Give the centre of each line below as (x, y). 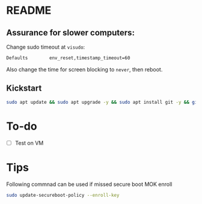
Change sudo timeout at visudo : (46, 47)
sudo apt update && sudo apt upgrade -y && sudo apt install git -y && (98, 102)
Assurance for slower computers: (71, 33)
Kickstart (24, 88)
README (29, 10)
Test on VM (29, 143)
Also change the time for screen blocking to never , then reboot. (84, 69)
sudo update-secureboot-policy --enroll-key (63, 195)
